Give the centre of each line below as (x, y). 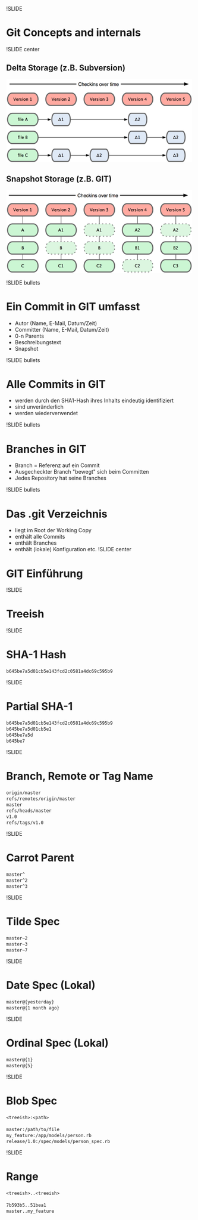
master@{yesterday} (30, 1002)
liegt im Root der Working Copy (53, 530)
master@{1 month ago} (33, 1008)
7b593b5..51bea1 (26, 1205)
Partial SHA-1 (40, 707)
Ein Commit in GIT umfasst (73, 306)
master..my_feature (30, 1211)
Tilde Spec (33, 922)
